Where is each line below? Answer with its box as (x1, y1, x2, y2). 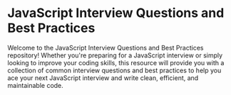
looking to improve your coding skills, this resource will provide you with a (7, 58, 225, 67)
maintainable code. (7, 81, 64, 89)
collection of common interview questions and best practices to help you (7, 66, 222, 74)
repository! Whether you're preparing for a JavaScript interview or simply (7, 51, 223, 60)
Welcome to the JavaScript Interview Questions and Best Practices (7, 43, 204, 52)
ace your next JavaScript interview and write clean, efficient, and (7, 73, 199, 82)
